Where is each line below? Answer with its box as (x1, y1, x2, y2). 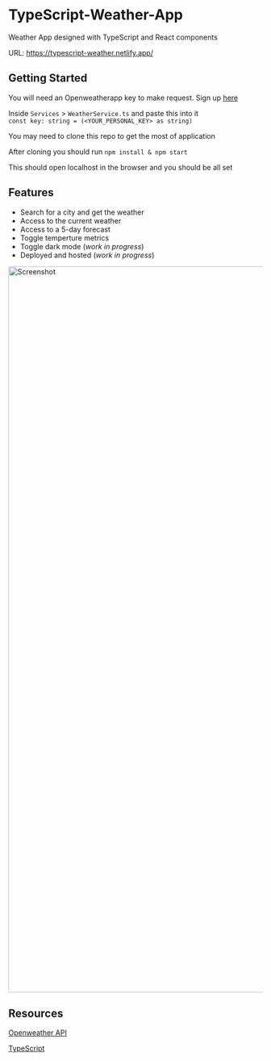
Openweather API (8, 1028, 67, 1038)
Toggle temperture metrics (19, 232, 110, 243)
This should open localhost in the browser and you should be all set (8, 162, 233, 172)
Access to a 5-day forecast (19, 224, 111, 234)
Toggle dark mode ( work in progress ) (19, 241, 144, 251)
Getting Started (8, 71, 88, 86)
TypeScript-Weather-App (8, 6, 183, 24)
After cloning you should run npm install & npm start (8, 147, 188, 157)
